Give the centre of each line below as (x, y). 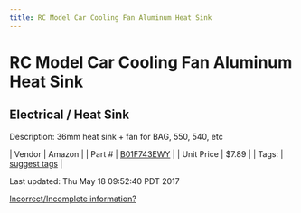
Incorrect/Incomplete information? (73, 199)
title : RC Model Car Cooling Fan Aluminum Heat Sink (111, 18)
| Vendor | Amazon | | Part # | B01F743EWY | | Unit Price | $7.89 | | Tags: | (146, 153)
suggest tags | (36, 163)
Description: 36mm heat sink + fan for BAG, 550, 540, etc (116, 136)
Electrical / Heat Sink (69, 115)
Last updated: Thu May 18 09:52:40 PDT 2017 (94, 181)
